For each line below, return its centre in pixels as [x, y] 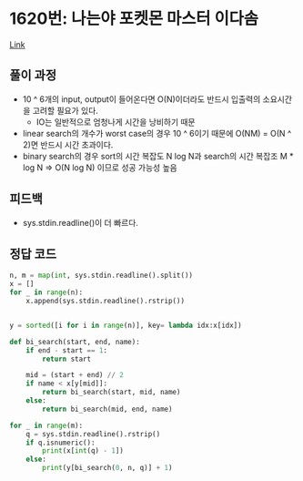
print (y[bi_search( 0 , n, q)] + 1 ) [107, 468]
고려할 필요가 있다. [65, 110]
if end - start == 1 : [66, 350]
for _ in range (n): [46, 292]
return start [67, 359]
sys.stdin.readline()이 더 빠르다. [81, 222]
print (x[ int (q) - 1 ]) [83, 451]
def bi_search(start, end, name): [75, 342]
